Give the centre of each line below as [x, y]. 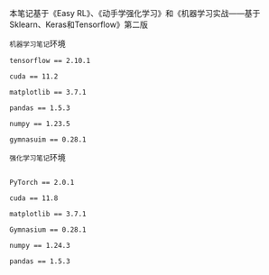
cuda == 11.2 [34, 77]
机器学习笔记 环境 [37, 44]
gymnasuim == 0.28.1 [48, 140]
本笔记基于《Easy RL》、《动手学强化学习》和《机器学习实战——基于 [135, 13]
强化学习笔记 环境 [37, 157]
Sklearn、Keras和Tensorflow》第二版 [79, 24]
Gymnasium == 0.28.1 [48, 230]
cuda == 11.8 [34, 198]
